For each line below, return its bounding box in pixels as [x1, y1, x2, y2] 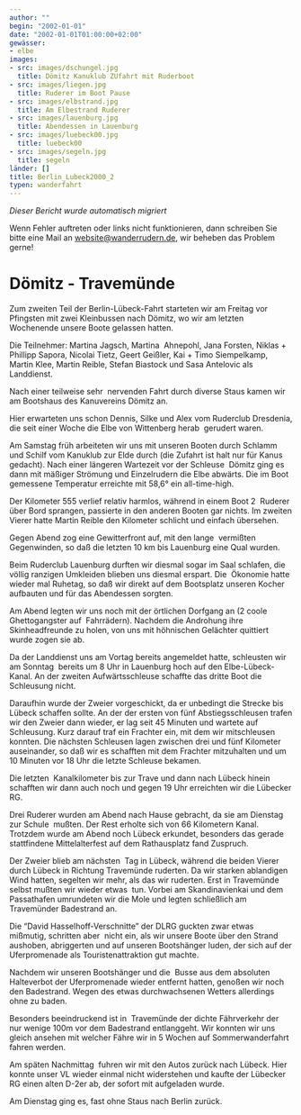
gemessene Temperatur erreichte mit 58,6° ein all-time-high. [9, 478, 235, 489]
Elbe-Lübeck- [224, 661, 276, 672]
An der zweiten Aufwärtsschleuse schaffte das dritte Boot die [34, 671, 262, 682]
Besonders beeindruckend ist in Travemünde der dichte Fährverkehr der [9, 1013, 279, 1024]
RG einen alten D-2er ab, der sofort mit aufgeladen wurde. [9, 1078, 225, 1090]
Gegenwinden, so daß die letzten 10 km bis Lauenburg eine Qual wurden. [9, 542, 280, 553]
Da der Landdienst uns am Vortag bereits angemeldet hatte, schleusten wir [9, 652, 287, 663]
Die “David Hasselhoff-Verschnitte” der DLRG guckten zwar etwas [9, 920, 254, 932]
